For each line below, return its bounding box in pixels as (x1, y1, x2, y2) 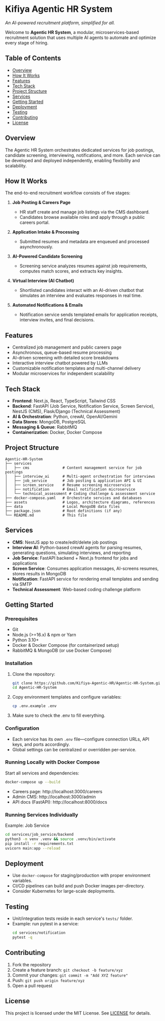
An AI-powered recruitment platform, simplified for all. (5, 20, 115, 26)
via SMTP (12, 581, 32, 587)
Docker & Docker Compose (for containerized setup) (12, 642, 119, 648)
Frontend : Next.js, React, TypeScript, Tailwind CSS (12, 398, 116, 404)
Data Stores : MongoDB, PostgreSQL (12, 419, 86, 424)
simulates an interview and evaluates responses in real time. (19, 292, 142, 299)
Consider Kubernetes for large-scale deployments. (12, 888, 116, 894)
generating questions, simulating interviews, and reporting (12, 550, 131, 556)
